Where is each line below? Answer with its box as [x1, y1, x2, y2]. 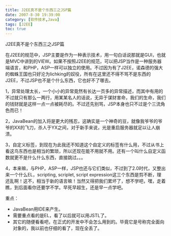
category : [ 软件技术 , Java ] [5, 17, 60, 22]
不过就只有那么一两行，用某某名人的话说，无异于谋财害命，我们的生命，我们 [5, 95, 166, 101]
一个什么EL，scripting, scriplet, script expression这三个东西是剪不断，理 [9, 172, 162, 178]
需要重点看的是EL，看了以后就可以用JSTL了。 [12, 213, 109, 219]
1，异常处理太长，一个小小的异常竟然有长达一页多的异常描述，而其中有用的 [5, 88, 163, 94]
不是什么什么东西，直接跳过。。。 [18, 154, 85, 161]
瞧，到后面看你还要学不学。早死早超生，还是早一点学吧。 [5, 185, 126, 191]
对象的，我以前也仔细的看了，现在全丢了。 [12, 225, 102, 231]
